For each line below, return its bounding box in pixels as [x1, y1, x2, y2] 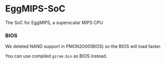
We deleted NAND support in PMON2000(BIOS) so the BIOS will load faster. [5, 43, 161, 49]
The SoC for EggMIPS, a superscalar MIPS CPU [5, 19, 103, 25]
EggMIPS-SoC [5, 3, 66, 14]
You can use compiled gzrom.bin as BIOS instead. [5, 53, 107, 59]
